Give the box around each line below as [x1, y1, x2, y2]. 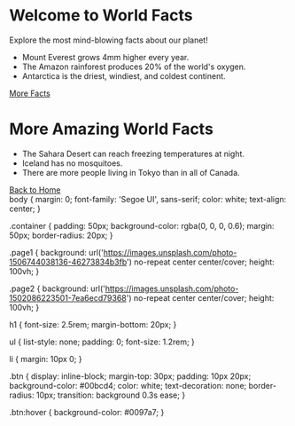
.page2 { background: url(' [9, 283, 106, 294]
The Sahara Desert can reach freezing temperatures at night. [21, 148, 245, 159]
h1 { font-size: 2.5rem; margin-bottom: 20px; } [9, 319, 177, 329]
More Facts [9, 88, 50, 99]
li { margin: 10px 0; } [9, 353, 82, 364]
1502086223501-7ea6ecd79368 [9, 292, 127, 303]
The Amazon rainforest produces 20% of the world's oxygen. [21, 61, 246, 72]
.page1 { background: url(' [9, 247, 104, 257]
